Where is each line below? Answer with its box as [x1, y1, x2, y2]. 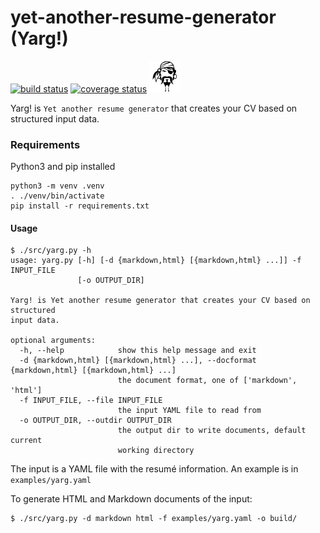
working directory [117, 446, 195, 456]
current [10, 436, 43, 446]
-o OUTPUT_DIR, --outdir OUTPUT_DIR [19, 416, 172, 426]
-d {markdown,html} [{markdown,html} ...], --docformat [19, 356, 257, 366]
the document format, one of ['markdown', [117, 376, 298, 386]
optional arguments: [10, 336, 97, 346]
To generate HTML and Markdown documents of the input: [10, 493, 253, 505]
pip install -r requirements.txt [10, 201, 150, 211]
